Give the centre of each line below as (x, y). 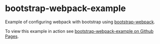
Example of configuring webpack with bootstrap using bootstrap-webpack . (80, 22)
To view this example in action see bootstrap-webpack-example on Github (79, 31)
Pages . (12, 36)
